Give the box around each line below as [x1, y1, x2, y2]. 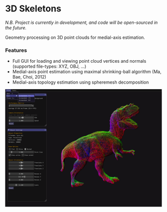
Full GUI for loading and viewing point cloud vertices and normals [12, 58, 147, 64]
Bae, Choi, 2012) [12, 74, 46, 80]
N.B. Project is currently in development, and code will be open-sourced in [5, 19, 158, 25]
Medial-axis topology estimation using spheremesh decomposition [12, 79, 149, 85]
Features [5, 47, 27, 54]
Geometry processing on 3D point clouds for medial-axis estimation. [5, 34, 145, 40]
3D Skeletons [5, 3, 62, 14]
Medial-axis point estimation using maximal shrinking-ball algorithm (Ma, [12, 69, 162, 75]
